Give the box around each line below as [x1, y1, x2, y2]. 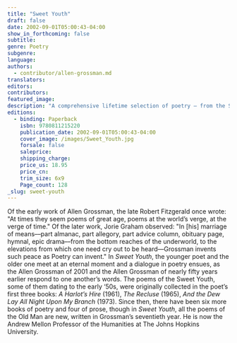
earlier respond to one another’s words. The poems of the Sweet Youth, [7, 275, 215, 284]
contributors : [7, 89, 49, 96]
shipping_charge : [20, 155, 71, 163]
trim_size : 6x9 [20, 175, 65, 182]
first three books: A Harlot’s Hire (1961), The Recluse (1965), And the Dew [7, 290, 221, 298]
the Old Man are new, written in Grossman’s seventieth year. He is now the [7, 313, 224, 321]
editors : [7, 83, 33, 90]
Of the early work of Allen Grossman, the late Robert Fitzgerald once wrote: [7, 207, 227, 216]
